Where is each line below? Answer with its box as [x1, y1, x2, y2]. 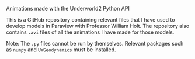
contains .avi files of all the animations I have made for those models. [6, 29, 175, 36]
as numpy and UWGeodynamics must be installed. [6, 46, 116, 53]
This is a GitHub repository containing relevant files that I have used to [6, 16, 175, 23]
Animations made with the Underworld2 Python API [6, 5, 130, 12]
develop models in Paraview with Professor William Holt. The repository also [6, 23, 190, 29]
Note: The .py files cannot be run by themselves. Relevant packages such [6, 40, 184, 47]
